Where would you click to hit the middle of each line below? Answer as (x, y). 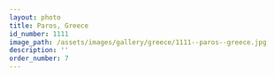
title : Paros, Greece (49, 26)
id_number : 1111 (39, 34)
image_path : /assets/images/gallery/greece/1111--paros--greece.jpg (138, 42)
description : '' (39, 50)
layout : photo (35, 17)
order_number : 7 (39, 58)
